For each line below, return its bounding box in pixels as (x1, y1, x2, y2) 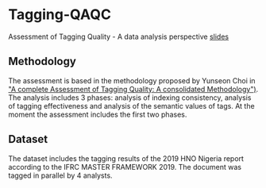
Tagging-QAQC (8, 6, 111, 24)
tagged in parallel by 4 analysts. (8, 171, 113, 180)
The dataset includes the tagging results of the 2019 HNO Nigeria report (8, 153, 245, 163)
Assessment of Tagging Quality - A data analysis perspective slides (8, 32, 229, 41)
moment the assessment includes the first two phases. (8, 109, 187, 119)
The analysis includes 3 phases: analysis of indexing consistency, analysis (8, 93, 252, 102)
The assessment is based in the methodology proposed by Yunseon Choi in (8, 75, 256, 85)
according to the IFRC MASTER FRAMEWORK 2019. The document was (8, 162, 242, 171)
